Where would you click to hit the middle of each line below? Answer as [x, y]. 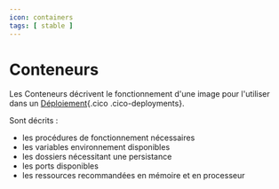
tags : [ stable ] [41, 26]
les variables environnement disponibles [96, 147]
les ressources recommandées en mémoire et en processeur [134, 176]
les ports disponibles [60, 166]
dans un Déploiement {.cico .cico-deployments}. [97, 104]
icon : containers [41, 17]
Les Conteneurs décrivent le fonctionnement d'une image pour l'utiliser [140, 94]
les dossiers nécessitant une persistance [97, 157]
